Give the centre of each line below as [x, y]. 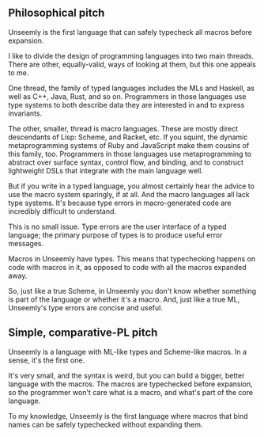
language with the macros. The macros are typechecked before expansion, [130, 384]
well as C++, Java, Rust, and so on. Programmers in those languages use [127, 96]
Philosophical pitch [57, 13]
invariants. [25, 113]
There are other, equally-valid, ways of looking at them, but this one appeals [132, 64]
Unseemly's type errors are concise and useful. [86, 307]
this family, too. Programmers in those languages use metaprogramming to [130, 154]
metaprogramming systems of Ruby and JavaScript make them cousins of [129, 145]
